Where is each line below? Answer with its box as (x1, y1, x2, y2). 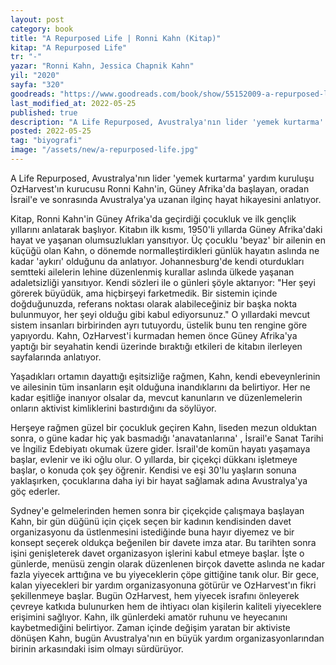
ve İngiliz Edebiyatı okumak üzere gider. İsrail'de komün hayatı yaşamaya (10, 442, 311, 455)
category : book (10, 24, 74, 34)
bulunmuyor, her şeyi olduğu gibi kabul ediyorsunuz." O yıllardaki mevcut (10, 308, 311, 320)
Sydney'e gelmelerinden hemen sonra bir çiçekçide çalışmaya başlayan (10, 504, 305, 516)
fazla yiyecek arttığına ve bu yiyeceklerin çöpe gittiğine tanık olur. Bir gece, (10, 568, 320, 580)
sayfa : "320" (10, 80, 65, 90)
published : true (10, 107, 78, 118)
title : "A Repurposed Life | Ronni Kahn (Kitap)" (10, 33, 222, 43)
